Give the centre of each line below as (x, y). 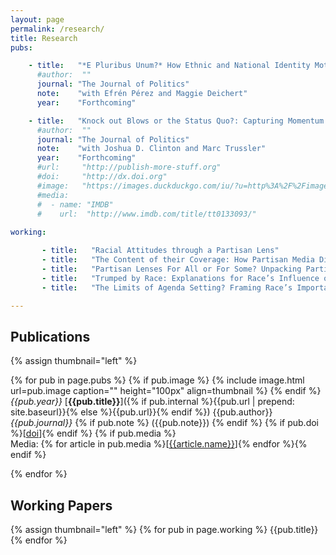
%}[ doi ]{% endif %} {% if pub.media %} (93, 433)
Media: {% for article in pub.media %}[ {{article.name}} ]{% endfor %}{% (159, 444)
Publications (50, 336)
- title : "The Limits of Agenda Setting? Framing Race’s (167, 287)
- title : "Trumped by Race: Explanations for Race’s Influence (180, 278)
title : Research (44, 38)
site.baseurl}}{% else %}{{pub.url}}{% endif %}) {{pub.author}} (141, 412)
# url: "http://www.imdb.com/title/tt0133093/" (146, 214)
